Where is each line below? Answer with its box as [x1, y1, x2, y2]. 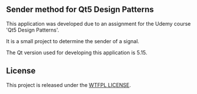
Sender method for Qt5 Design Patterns [6, 5, 154, 15]
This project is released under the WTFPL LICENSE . [6, 81, 131, 88]
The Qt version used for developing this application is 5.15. [6, 49, 148, 56]
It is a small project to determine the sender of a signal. [6, 37, 139, 44]
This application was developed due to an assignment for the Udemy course [6, 20, 191, 27]
